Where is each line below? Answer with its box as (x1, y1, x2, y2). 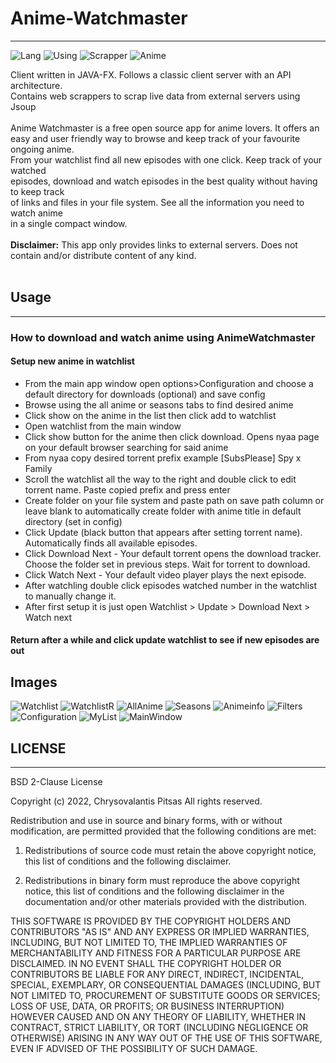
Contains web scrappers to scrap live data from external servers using (10, 90, 301, 102)
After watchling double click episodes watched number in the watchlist (24, 579, 318, 591)
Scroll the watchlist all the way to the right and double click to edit (24, 473, 297, 485)
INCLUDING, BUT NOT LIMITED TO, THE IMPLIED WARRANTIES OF (10, 937, 288, 949)
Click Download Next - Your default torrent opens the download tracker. (24, 547, 322, 559)
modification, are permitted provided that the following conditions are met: (10, 825, 317, 837)
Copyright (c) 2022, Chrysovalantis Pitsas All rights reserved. (10, 795, 263, 807)
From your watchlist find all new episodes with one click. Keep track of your (10, 153, 323, 166)
